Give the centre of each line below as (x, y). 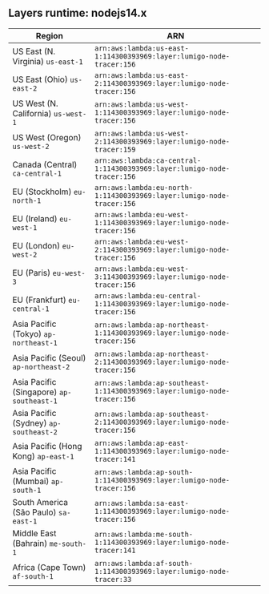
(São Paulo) (34, 512)
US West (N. (35, 103)
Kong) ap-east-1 (43, 456)
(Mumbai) (31, 481)
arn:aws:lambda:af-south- (144, 563)
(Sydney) (30, 422)
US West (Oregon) (47, 137)
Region (50, 35)
